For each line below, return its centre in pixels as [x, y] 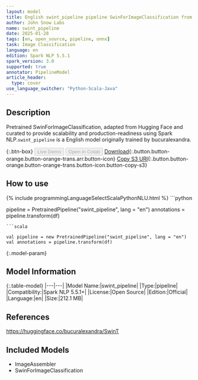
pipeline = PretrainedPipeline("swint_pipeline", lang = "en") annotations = [96, 209]
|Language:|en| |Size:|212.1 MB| [44, 298]
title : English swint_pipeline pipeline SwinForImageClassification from [99, 17]
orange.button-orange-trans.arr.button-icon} [61, 159]
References [28, 317]
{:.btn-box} [20, 151]
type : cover [26, 83]
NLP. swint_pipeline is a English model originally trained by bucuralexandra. [99, 139]
